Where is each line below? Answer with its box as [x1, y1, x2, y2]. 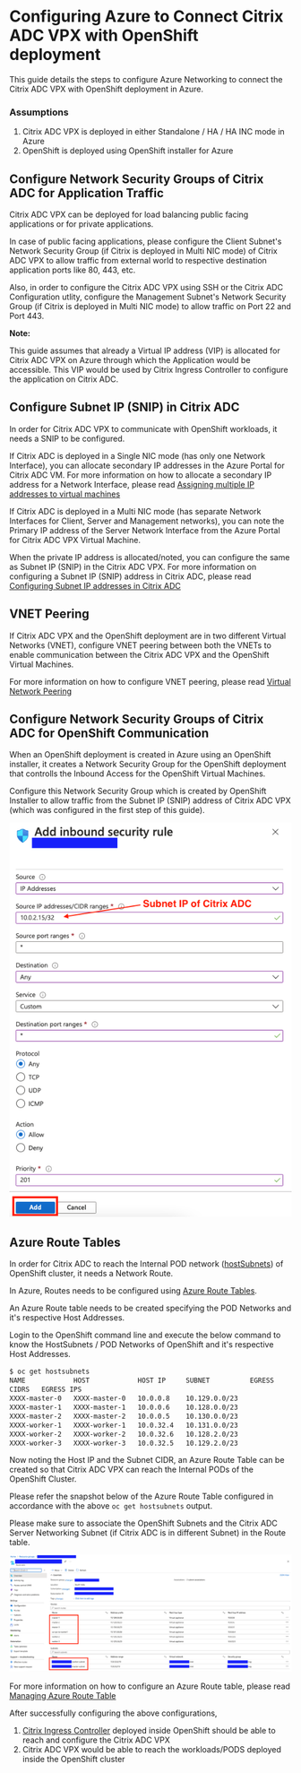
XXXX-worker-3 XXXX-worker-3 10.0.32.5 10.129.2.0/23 [9, 1439, 239, 1449]
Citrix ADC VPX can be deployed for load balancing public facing [9, 209, 249, 221]
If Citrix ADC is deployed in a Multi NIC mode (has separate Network [9, 506, 262, 516]
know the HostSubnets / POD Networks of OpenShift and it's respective [9, 1339, 274, 1350]
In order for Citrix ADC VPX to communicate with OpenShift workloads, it [9, 423, 278, 434]
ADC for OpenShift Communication [9, 726, 210, 741]
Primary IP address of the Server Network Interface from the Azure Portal [9, 524, 280, 535]
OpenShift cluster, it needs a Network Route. [9, 1268, 174, 1279]
